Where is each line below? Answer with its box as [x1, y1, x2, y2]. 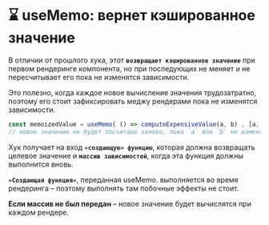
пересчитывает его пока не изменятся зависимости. [8, 72, 190, 82]
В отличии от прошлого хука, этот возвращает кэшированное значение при [8, 55, 256, 65]
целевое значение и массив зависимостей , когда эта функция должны [8, 151, 244, 160]
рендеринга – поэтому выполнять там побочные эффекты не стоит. [8, 183, 239, 193]
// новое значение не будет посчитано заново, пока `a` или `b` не [8, 127, 239, 136]
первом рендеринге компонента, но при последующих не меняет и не [8, 63, 251, 73]
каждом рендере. [8, 207, 70, 217]
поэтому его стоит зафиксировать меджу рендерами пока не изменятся [8, 96, 258, 106]
